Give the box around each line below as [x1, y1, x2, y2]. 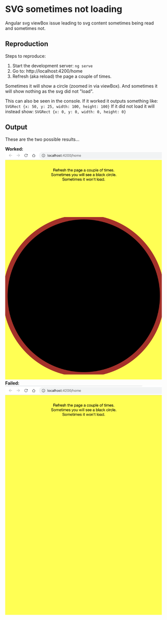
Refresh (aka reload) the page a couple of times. [12, 73, 112, 79]
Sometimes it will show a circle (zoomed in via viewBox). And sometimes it [5, 83, 158, 89]
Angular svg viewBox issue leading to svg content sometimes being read [5, 20, 154, 26]
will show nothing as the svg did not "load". [5, 88, 94, 94]
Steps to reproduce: [5, 53, 46, 59]
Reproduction [5, 40, 49, 48]
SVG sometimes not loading [5, 3, 123, 15]
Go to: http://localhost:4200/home [12, 68, 83, 74]
